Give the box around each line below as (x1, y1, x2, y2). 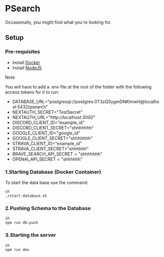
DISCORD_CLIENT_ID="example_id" (12, 119, 85, 126)
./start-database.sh (5, 193, 48, 198)
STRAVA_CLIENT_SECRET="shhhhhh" (12, 146, 89, 152)
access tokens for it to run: (5, 89, 59, 95)
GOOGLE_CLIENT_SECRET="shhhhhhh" (12, 135, 93, 141)
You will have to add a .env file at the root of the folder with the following (5, 84, 152, 90)
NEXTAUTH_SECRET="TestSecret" (12, 109, 83, 115)
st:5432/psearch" (12, 104, 48, 110)
